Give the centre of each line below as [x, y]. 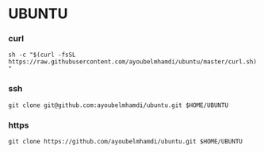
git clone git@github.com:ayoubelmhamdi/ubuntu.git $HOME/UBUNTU [118, 105]
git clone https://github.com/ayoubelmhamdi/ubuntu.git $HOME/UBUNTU [126, 142]
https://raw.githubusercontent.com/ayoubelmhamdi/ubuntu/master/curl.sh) [133, 62]
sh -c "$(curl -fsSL [42, 55]
